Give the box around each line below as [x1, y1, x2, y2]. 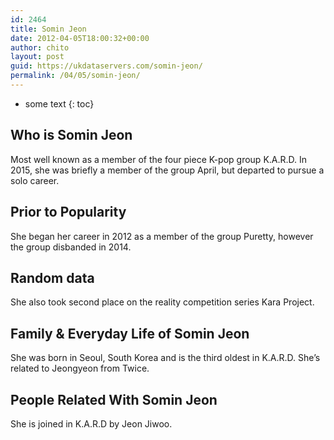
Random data [10, 269, 95, 286]
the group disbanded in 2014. [10, 241, 132, 253]
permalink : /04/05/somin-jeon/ [10, 71, 141, 81]
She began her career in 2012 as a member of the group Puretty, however [10, 230, 314, 242]
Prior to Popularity [10, 204, 127, 221]
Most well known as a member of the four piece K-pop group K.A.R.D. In [10, 153, 308, 165]
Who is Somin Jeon [10, 127, 133, 144]
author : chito [10, 42, 70, 53]
